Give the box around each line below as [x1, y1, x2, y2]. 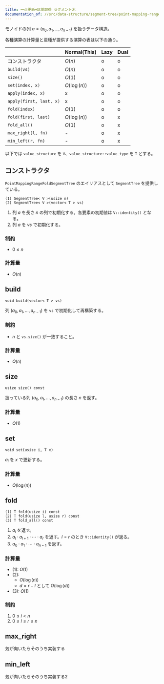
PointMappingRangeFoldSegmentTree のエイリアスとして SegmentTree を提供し [5, 180, 159, 186]
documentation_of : [5, 12, 42, 17]
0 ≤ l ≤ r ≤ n [12, 618, 38, 624]
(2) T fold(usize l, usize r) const [5, 514, 80, 518]
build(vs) [7, 67, 30, 72]
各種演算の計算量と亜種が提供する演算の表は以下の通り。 [5, 37, 121, 43]
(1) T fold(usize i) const [5, 509, 60, 514]
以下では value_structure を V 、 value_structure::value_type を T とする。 [5, 151, 156, 157]
